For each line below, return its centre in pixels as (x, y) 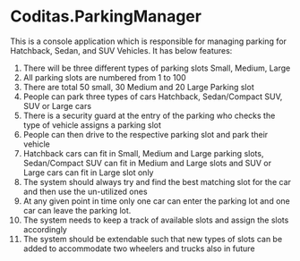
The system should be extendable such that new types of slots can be (153, 239)
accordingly (45, 229)
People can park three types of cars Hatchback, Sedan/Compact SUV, (153, 97)
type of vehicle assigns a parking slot (92, 125)
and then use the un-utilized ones (85, 191)
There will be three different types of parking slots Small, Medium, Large (157, 68)
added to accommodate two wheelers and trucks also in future (139, 248)
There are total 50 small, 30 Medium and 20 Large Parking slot (138, 87)
